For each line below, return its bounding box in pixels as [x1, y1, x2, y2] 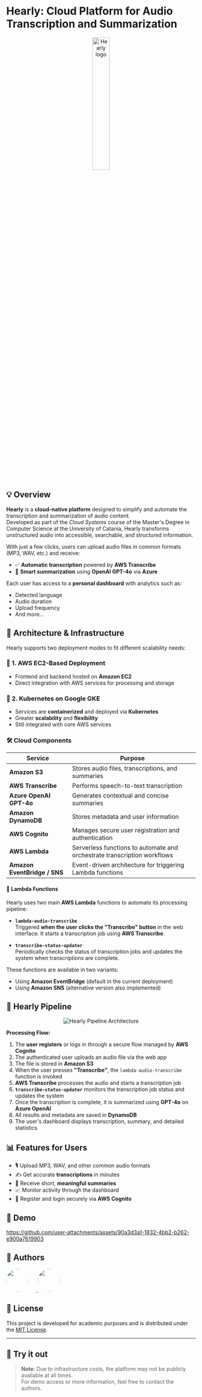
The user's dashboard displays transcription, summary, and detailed [14, 1118, 185, 1125]
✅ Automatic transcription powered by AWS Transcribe [14, 561, 156, 568]
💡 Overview [6, 490, 51, 500]
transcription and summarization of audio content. [6, 512, 130, 519]
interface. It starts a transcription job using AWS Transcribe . [14, 930, 165, 937]
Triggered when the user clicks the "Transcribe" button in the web [14, 923, 183, 930]
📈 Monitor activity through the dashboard [14, 1186, 119, 1194]
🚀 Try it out [6, 1349, 48, 1360]
